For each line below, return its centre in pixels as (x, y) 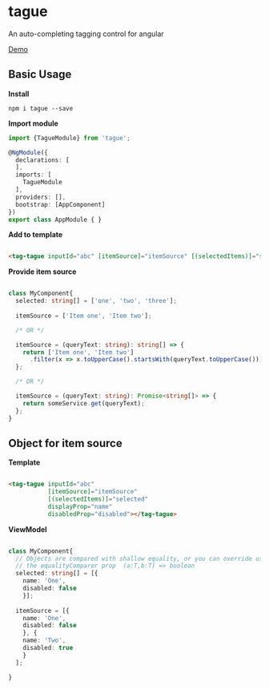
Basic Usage (40, 75)
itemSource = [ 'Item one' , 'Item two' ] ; (84, 316)
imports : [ (34, 175)
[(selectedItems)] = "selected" (98, 499)
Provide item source (42, 272)
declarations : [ (42, 160)
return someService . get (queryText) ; (84, 403)
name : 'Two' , (44, 641)
